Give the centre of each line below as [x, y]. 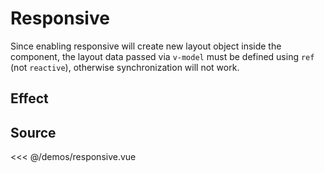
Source [33, 132]
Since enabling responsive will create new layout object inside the [146, 46]
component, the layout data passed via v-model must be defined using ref [162, 56]
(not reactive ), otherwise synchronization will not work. [125, 67]
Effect [29, 98]
